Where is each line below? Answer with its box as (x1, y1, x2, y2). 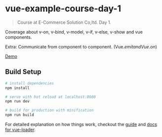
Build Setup (5, 68, 41, 76)
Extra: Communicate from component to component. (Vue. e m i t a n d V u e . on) (5, 44, 157, 49)
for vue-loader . (5, 127, 36, 133)
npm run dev (5, 99, 30, 104)
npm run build (5, 112, 35, 118)
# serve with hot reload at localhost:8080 (5, 94, 96, 99)
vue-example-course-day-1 (5, 3, 121, 14)
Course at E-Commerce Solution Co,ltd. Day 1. (17, 19, 112, 25)
